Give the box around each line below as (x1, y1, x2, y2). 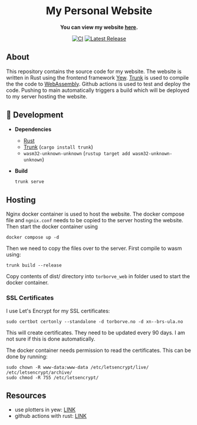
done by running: (6, 352, 48, 360)
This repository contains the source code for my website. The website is (6, 68, 182, 75)
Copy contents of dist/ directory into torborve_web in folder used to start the (6, 273, 191, 280)
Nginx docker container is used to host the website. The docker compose (6, 210, 185, 218)
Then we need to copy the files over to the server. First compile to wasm (6, 245, 182, 252)
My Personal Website (45, 4, 153, 18)
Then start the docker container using (6, 223, 98, 230)
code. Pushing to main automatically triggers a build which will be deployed (6, 87, 190, 94)
